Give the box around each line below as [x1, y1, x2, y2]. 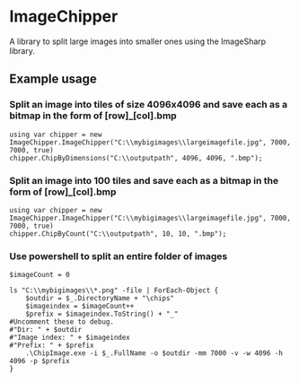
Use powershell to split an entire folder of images [9, 249, 228, 262]
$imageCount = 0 [9, 271, 70, 280]
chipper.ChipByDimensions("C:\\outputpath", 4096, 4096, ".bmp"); [9, 153, 263, 162]
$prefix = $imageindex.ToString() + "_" [25, 309, 179, 319]
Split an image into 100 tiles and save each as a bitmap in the [9, 174, 279, 187]
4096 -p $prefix [9, 357, 70, 366]
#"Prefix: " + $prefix [9, 341, 94, 351]
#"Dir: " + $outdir [9, 326, 83, 334]
